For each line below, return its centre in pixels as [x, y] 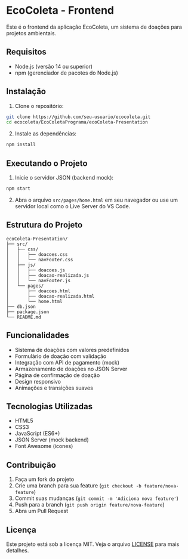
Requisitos [26, 52]
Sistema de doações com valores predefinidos [72, 350]
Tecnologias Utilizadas [50, 406]
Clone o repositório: [39, 106]
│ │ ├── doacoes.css [37, 254]
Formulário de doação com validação [61, 356]
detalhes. [18, 550]
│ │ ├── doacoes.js [36, 270]
